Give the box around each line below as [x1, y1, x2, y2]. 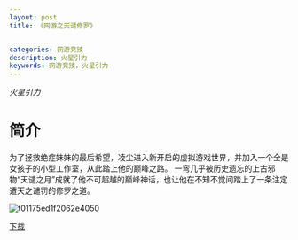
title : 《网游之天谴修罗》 [9, 21, 98, 30]
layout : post [9, 12, 58, 22]
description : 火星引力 [9, 53, 88, 62]
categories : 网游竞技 [9, 45, 84, 54]
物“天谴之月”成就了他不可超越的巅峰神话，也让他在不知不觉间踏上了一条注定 [9, 174, 288, 185]
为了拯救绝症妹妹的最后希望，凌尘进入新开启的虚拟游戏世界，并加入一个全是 [9, 152, 289, 163]
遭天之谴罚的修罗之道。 [9, 185, 95, 196]
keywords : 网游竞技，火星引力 [9, 61, 109, 71]
